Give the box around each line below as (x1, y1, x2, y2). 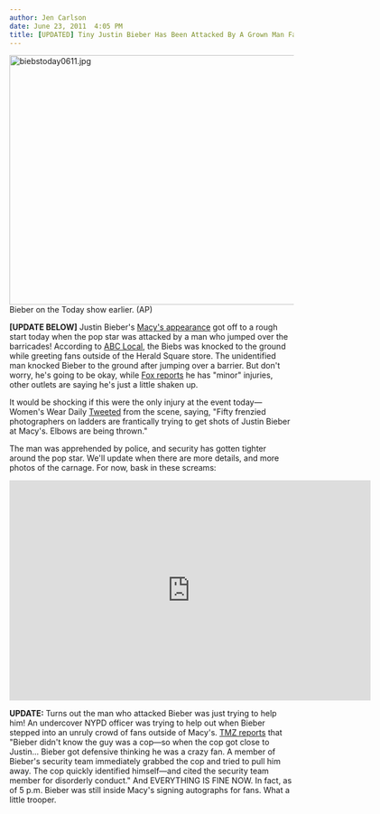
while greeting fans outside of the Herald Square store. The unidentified (9, 351, 277, 361)
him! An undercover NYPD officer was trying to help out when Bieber (9, 717, 266, 728)
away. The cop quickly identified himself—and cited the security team (9, 765, 269, 777)
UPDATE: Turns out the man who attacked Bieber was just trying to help (9, 708, 277, 719)
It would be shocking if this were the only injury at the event (9, 397, 232, 407)
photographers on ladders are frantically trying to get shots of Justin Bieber (9, 416, 291, 427)
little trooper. (9, 794, 57, 805)
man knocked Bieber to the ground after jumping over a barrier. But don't (9, 360, 281, 371)
